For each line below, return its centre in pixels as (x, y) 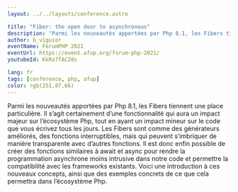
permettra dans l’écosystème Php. (57, 181)
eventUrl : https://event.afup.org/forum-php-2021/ (84, 53)
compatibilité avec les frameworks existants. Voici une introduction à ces (114, 166)
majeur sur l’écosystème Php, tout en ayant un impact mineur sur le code (114, 120)
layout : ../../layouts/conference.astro (68, 14)
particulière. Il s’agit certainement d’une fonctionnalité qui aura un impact (114, 113)
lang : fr (20, 72)
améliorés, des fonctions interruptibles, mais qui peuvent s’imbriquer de (112, 136)
